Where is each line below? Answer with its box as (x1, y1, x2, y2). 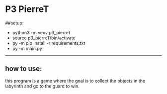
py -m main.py (12, 45, 42, 51)
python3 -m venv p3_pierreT (12, 29, 71, 35)
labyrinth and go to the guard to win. (5, 83, 80, 89)
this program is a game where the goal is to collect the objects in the (5, 78, 146, 84)
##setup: (5, 20, 24, 26)
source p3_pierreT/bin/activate (12, 35, 76, 41)
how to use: (5, 65, 42, 73)
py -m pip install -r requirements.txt (12, 40, 85, 46)
